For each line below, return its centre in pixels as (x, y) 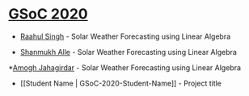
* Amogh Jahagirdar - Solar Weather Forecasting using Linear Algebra (124, 67)
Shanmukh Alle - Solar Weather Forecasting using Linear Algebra (128, 52)
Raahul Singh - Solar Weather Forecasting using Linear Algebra (125, 36)
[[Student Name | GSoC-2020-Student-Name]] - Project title (121, 83)
